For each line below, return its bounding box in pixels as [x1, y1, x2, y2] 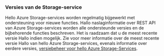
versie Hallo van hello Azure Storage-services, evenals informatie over [5, 41, 147, 46]
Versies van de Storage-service [5, 4, 82, 11]
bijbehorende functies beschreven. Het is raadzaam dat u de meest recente [5, 30, 158, 36]
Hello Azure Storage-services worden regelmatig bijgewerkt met [5, 15, 135, 21]
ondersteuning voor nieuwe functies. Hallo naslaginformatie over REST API [5, 20, 156, 26]
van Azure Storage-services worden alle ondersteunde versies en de [5, 25, 144, 31]
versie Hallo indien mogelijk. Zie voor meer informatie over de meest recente [5, 35, 160, 41]
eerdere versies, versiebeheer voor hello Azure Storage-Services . [5, 45, 138, 52]
